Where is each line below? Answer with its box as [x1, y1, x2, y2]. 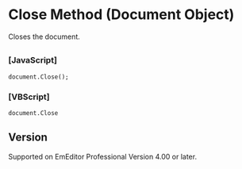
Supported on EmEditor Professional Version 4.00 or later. [8, 152, 197, 161]
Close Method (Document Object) [8, 6, 235, 24]
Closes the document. [8, 32, 81, 41]
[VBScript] [8, 91, 50, 102]
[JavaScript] [8, 55, 58, 66]
